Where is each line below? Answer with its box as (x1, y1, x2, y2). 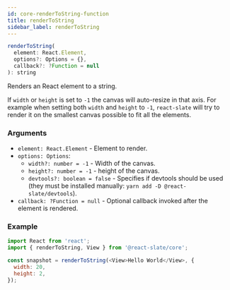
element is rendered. (17, 204, 79, 212)
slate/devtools (28, 191, 73, 198)
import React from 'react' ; (7, 238, 91, 245)
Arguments (7, 128, 47, 138)
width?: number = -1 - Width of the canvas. (28, 159, 156, 168)
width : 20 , (13, 263, 46, 270)
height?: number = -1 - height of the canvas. (28, 167, 160, 175)
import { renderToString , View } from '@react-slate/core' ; (7, 244, 189, 251)
